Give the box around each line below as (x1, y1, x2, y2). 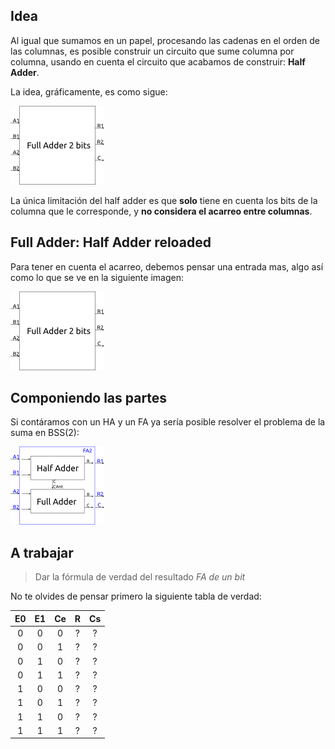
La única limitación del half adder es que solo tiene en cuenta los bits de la (10, 194, 318, 206)
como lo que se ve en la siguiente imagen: (10, 271, 184, 283)
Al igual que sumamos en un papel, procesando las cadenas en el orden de (10, 34, 321, 46)
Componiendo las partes (10, 390, 168, 407)
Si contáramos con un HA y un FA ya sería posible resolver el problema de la (10, 416, 326, 428)
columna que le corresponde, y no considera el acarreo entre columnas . (10, 205, 313, 217)
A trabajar (10, 544, 74, 561)
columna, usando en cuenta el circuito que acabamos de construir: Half (10, 55, 306, 68)
